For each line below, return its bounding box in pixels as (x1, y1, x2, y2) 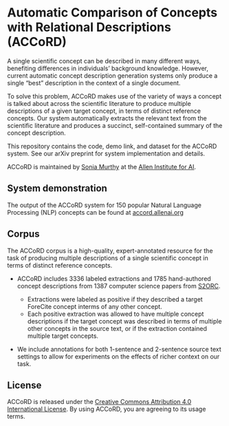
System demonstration (7, 182, 108, 194)
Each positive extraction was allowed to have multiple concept (27, 310, 204, 318)
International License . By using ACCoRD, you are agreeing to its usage (7, 405, 206, 414)
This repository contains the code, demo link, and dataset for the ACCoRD (7, 142, 217, 150)
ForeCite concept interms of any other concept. (27, 302, 163, 310)
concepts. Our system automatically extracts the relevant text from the (7, 114, 208, 122)
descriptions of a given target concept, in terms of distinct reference (7, 107, 201, 115)
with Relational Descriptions (7, 19, 172, 35)
